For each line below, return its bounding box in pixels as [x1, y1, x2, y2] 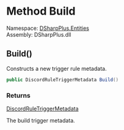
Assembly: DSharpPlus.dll [6, 31, 71, 38]
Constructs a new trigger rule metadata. [6, 65, 107, 72]
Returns [6, 91, 31, 99]
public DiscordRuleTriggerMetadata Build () [6, 76, 119, 83]
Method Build [6, 4, 76, 18]
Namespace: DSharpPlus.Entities [6, 24, 90, 32]
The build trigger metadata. [6, 117, 75, 124]
